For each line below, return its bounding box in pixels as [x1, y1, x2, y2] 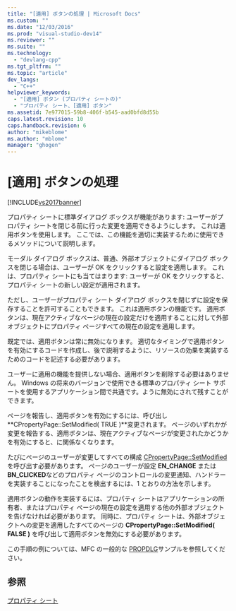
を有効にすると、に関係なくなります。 [7, 438, 118, 446]
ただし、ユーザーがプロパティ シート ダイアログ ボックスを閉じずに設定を [7, 296, 222, 304]
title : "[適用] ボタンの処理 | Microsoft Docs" [7, 10, 141, 18]
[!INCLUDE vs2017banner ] [7, 198, 82, 207]
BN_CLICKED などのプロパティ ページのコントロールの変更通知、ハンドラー [7, 470, 227, 479]
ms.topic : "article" [7, 69, 68, 76]
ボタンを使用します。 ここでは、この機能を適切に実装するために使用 [13, 230, 213, 239]
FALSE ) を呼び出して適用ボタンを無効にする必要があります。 [7, 530, 185, 538]
